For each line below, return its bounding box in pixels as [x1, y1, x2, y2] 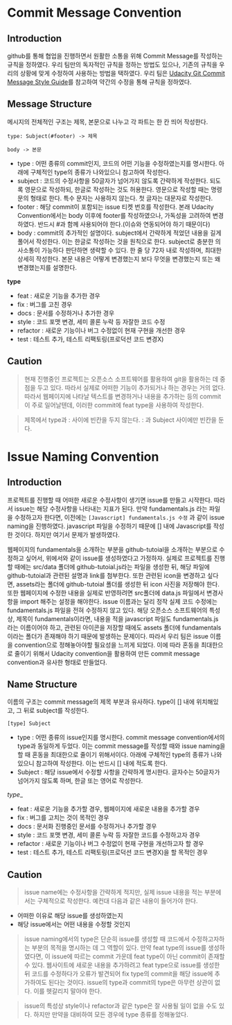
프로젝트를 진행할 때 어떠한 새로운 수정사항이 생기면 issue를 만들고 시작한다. [7, 495, 213, 504]
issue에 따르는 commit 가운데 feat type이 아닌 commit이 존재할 [51, 952, 225, 960]
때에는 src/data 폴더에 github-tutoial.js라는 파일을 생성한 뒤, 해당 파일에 [14, 562, 210, 570]
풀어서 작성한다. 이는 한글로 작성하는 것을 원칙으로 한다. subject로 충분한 [17, 237, 214, 246]
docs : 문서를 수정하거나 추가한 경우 [17, 309, 115, 317]
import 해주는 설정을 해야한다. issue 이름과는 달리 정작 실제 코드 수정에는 [19, 597, 218, 605]
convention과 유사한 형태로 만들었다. [7, 658, 107, 666]
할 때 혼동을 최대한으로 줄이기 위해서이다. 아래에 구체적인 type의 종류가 [17, 751, 210, 759]
